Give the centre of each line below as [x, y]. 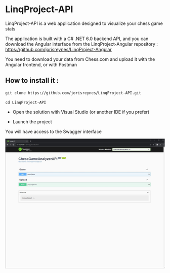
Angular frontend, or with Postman [41, 64]
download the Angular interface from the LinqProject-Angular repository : [82, 44]
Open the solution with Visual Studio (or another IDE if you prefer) [81, 112]
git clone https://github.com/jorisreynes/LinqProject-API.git [73, 93]
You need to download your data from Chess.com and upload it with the [80, 59]
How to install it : [32, 80]
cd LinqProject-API [26, 103]
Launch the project [32, 122]
